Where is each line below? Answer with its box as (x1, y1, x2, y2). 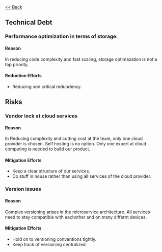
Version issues (5, 186, 42, 193)
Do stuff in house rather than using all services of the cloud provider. (12, 173, 151, 179)
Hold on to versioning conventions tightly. (12, 236, 97, 242)
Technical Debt (5, 18, 53, 27)
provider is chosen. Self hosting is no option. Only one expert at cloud (5, 141, 146, 147)
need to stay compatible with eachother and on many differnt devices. (5, 214, 147, 220)
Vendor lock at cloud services (5, 112, 78, 119)
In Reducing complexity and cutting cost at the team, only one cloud (5, 136, 143, 141)
